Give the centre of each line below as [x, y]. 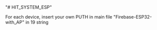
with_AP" [15, 22]
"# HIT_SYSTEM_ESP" [29, 7]
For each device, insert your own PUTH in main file [59, 17]
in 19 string [37, 22]
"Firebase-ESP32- [133, 17]
